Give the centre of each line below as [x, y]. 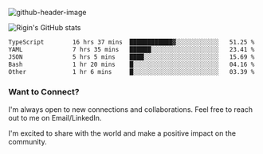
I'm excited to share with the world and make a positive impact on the [122, 133]
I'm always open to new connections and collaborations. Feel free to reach [131, 109]
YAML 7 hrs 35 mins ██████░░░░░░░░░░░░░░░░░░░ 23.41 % [131, 49]
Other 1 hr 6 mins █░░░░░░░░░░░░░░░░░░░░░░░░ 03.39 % [131, 71]
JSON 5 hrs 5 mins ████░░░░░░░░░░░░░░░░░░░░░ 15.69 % [131, 57]
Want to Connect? [44, 92]
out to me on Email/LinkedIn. [55, 117]
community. [27, 141]
